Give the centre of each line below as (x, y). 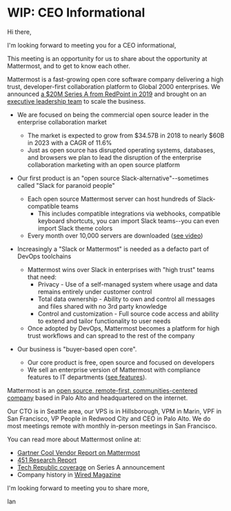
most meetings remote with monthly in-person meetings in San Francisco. (112, 425)
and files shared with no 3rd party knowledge (102, 306)
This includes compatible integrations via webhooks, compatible (129, 213)
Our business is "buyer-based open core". (77, 349)
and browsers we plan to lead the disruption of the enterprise (114, 157)
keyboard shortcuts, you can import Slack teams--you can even (128, 221)
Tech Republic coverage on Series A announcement (91, 467)
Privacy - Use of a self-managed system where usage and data (128, 284)
